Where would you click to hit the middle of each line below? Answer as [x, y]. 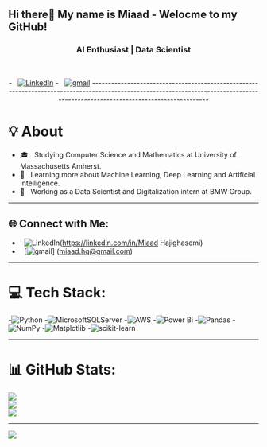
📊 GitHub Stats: [62, 369]
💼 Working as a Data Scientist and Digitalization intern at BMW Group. [135, 191]
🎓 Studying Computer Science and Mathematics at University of [128, 154]
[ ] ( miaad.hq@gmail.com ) [78, 251]
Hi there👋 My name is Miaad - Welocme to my [123, 15]
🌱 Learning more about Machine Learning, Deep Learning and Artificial [137, 174]
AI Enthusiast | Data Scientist [133, 50]
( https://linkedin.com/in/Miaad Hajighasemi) [131, 243]
